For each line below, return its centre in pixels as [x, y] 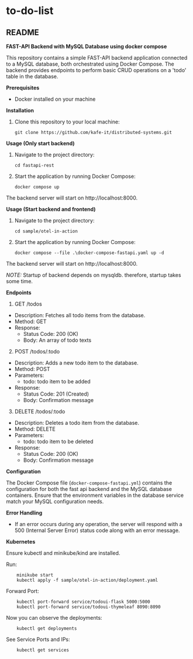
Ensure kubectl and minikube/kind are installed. [63, 553]
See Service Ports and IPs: [38, 639]
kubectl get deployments [47, 629]
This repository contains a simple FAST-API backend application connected [97, 58]
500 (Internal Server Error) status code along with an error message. [97, 530]
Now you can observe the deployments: [54, 618]
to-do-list [30, 11]
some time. [20, 281]
